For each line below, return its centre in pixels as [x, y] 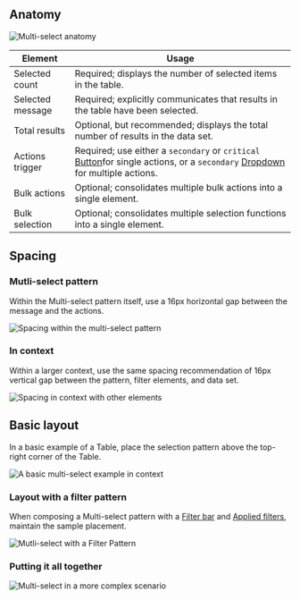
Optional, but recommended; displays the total [171, 124]
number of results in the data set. [144, 136]
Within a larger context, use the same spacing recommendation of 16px [140, 370]
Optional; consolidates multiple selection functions [180, 213]
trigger [28, 167]
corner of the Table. [65, 456]
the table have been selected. [137, 110]
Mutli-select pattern [54, 282]
